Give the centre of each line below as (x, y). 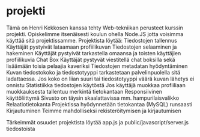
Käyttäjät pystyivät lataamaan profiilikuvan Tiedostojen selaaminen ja (92, 47)
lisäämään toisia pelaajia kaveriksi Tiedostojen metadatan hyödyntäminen (97, 66)
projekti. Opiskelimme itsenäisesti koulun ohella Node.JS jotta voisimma (95, 34)
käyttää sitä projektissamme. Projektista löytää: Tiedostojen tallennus (92, 40)
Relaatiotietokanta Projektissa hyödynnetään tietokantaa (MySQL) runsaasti (99, 104)
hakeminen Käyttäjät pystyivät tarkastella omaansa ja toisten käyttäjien (94, 53)
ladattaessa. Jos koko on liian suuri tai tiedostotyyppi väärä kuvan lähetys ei (100, 79)
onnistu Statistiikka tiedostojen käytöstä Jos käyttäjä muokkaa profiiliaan (96, 85)
